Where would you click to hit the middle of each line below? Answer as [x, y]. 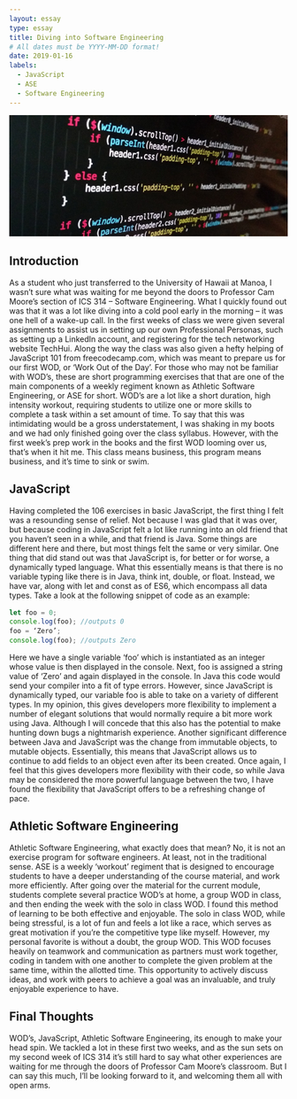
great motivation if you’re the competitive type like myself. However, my [140, 932]
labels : [23, 66]
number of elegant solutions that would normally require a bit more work [141, 714]
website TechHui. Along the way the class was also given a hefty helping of [147, 348]
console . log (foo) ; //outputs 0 [67, 622]
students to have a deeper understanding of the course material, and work [145, 876]
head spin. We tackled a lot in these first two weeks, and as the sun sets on [146, 1047]
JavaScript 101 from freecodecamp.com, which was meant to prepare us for [147, 358]
